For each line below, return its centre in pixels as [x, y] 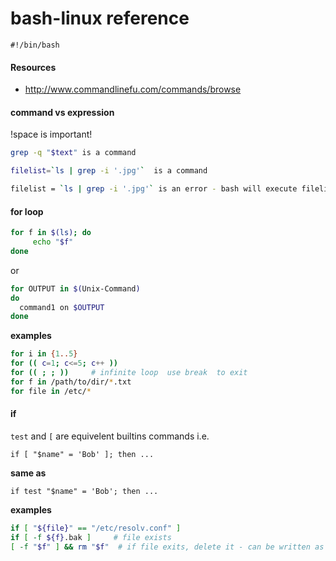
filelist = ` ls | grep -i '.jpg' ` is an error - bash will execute [154, 189]
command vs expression [62, 112]
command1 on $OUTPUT [62, 307]
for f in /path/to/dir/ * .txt [71, 382]
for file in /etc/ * [51, 391]
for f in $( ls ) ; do [51, 233]
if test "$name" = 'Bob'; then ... [84, 491]
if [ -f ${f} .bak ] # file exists [91, 537]
